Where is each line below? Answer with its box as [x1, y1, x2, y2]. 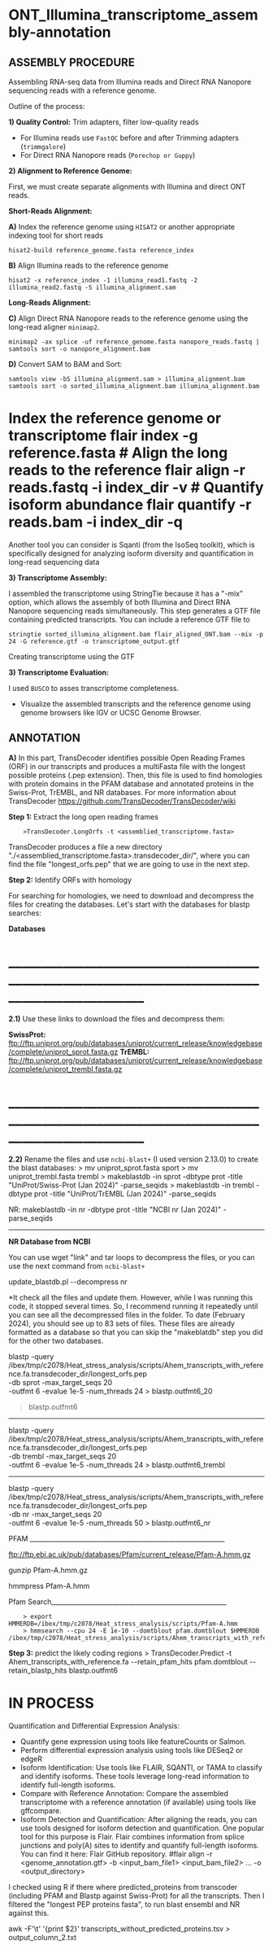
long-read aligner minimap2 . [8, 322, 100, 331]
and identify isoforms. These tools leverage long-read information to [19, 1771, 249, 1781]
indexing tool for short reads [8, 230, 104, 240]
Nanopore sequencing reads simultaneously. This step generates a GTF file [8, 606, 261, 615]
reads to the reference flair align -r [8, 461, 246, 479]
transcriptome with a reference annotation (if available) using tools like [19, 1797, 257, 1807]
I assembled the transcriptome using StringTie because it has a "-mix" [8, 588, 244, 598]
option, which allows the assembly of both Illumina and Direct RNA [8, 597, 232, 607]
